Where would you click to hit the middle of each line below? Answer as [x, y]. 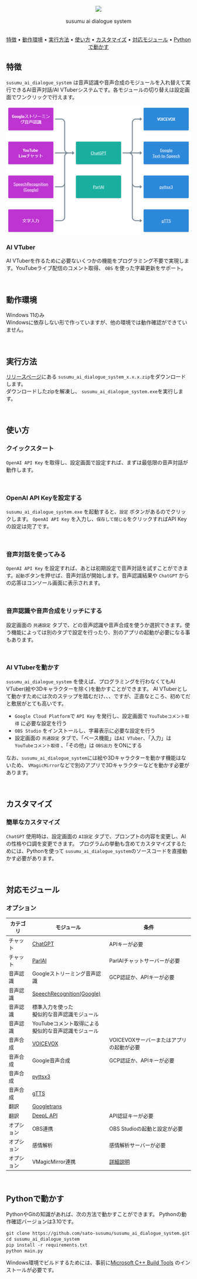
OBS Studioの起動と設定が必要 [146, 1128]
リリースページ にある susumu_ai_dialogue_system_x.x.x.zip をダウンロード [96, 376]
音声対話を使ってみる [36, 554]
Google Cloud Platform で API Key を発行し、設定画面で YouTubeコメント [100, 716]
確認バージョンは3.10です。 [44, 1221]
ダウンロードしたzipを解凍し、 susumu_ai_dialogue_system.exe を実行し [92, 391]
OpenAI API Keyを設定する [44, 498]
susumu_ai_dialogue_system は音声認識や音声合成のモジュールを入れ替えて [96, 82]
